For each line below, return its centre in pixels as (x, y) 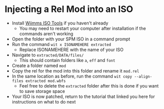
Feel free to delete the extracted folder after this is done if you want (89, 85)
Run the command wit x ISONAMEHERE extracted (62, 44)
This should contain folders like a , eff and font (67, 60)
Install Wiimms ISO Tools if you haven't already (60, 23)
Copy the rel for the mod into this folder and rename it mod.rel (76, 70)
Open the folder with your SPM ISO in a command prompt (71, 39)
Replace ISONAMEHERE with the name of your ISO (71, 49)
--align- (143, 76)
